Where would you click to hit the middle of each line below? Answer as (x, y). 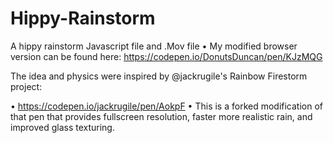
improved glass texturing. (62, 127)
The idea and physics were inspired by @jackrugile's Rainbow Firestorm (159, 76)
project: (26, 86)
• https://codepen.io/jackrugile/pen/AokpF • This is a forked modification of (167, 106)
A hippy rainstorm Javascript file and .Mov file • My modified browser (154, 46)
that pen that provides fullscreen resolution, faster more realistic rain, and (161, 116)
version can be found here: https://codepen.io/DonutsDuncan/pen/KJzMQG (166, 56)
